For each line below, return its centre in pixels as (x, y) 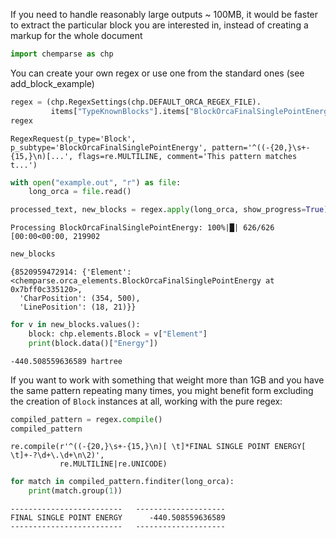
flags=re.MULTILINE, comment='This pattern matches (187, 156)
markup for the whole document (76, 35)
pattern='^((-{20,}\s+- (261, 147)
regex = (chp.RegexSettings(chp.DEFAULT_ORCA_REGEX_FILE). (136, 102)
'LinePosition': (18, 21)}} (78, 307)
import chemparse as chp (62, 54)
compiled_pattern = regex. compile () (86, 419)
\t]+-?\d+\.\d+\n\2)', (57, 455)
